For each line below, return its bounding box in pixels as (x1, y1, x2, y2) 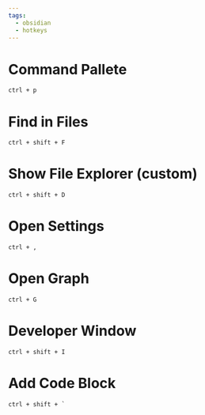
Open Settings (8, 217, 104, 236)
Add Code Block (8, 375, 116, 392)
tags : (8, 11, 26, 20)
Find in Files (8, 112, 89, 130)
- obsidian (15, 19, 51, 27)
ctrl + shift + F (8, 139, 66, 147)
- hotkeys (15, 26, 47, 34)
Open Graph (8, 270, 89, 288)
